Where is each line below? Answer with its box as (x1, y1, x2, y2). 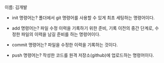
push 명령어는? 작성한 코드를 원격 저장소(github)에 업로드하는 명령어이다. (11, 52, 154, 58)
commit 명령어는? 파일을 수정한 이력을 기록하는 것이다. (11, 42, 118, 48)
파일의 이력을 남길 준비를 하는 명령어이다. (21, 31, 101, 37)
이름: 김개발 (4, 4, 28, 10)
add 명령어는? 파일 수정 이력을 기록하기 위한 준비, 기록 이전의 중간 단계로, (11, 25, 154, 31)
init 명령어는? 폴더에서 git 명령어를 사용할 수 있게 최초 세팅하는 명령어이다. (11, 15, 155, 21)
